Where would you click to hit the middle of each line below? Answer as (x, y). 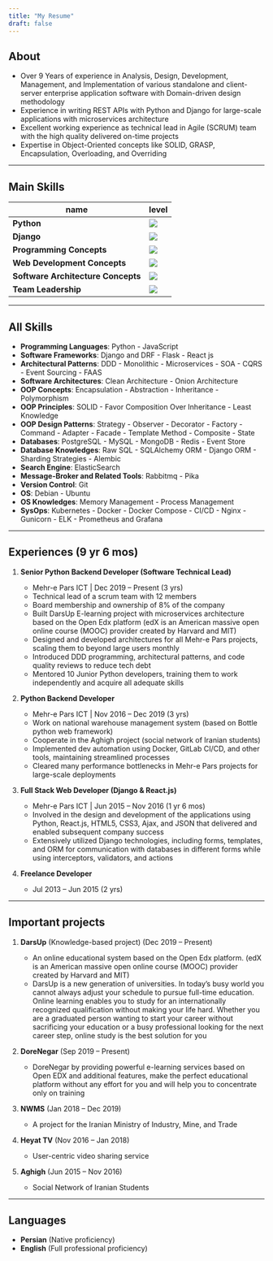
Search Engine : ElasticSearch (70, 467)
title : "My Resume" (41, 16)
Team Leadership (47, 289)
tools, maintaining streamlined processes (101, 757)
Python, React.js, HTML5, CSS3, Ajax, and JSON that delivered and (145, 823)
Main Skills (37, 186)
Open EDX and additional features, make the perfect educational (140, 1075)
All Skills (30, 327)
